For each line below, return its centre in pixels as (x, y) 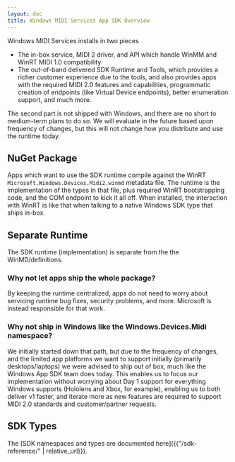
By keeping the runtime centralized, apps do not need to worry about (108, 293)
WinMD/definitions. (35, 260)
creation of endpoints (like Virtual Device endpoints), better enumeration (123, 92)
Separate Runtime (48, 235)
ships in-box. (26, 213)
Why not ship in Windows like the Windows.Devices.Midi (107, 327)
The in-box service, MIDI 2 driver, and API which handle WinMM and (117, 55)
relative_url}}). (66, 451)
